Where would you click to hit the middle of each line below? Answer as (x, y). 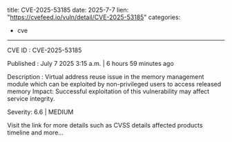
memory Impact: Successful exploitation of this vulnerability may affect (108, 91)
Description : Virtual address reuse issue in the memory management (106, 77)
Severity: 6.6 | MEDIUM (40, 112)
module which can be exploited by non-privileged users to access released (114, 84)
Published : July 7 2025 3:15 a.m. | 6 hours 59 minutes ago (90, 63)
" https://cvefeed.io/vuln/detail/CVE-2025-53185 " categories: (94, 17)
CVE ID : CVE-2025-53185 (45, 50)
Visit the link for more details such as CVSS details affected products (105, 125)
